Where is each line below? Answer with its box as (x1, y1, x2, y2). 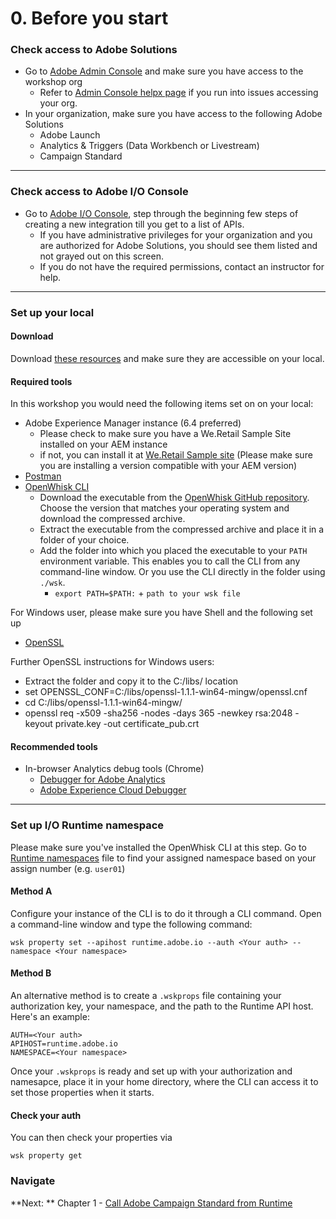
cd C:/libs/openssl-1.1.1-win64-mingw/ (24, 697, 183, 709)
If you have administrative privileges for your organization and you (39, 228, 313, 241)
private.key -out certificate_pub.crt (54, 718, 200, 730)
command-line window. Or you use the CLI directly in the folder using (39, 566, 326, 578)
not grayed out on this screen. (39, 250, 164, 262)
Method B (10, 967, 52, 979)
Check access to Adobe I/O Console (10, 185, 189, 199)
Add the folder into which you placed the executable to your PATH (39, 545, 308, 557)
